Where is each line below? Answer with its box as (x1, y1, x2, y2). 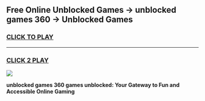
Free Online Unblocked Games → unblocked (6, 5, 177, 15)
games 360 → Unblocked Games (6, 15, 133, 25)
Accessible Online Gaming (6, 88, 75, 95)
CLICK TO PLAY (6, 33, 54, 42)
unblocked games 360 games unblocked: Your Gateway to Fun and (6, 81, 180, 88)
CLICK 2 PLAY (6, 56, 49, 64)
